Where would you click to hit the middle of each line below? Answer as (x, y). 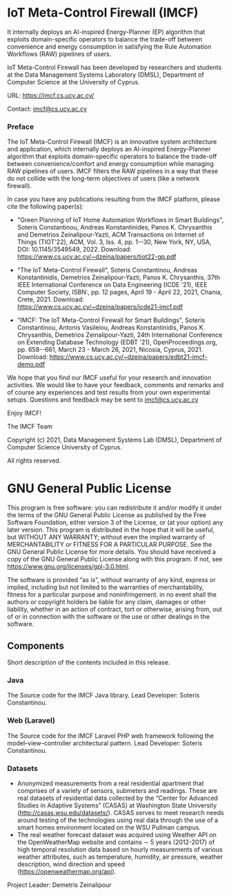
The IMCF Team (30, 427)
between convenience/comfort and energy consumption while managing (110, 164)
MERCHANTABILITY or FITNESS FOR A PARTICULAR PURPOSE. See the (110, 545)
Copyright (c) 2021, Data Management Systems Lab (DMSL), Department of (114, 440)
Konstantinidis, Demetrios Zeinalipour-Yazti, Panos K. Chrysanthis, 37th (119, 277)
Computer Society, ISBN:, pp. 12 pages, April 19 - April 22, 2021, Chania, (120, 292)
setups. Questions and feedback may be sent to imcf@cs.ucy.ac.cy (103, 400)
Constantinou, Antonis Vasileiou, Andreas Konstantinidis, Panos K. (111, 328)
